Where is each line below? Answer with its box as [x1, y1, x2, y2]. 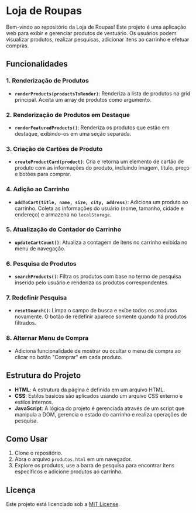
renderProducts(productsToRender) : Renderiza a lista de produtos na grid [14, 89, 191, 97]
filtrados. [14, 319, 37, 326]
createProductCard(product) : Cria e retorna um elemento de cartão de [14, 158, 184, 165]
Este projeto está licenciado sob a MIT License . [6, 501, 120, 508]
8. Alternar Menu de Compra [6, 334, 89, 342]
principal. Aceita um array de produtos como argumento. [14, 96, 152, 103]
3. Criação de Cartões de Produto [6, 144, 103, 153]
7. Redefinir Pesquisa [6, 294, 67, 302]
